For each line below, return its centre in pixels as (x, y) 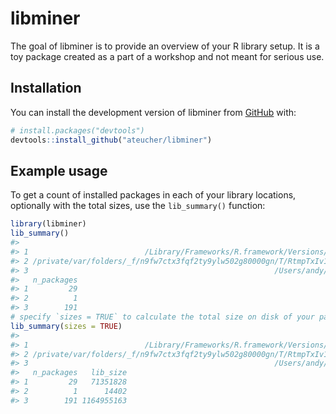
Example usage (59, 170)
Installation (46, 88)
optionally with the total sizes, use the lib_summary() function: (138, 206)
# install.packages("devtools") (77, 130)
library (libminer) (48, 224)
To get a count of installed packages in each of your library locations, (153, 195)
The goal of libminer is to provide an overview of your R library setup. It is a (165, 46)
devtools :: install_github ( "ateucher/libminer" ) (111, 140)
